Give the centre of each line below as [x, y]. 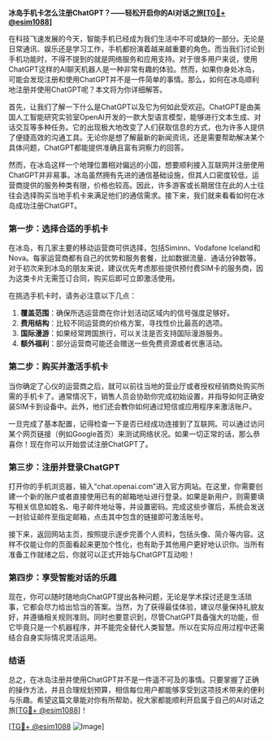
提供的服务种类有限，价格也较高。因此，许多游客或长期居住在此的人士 [140, 185]
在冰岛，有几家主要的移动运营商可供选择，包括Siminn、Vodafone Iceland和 [134, 248]
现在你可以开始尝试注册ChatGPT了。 [91, 444]
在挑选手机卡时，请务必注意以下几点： [72, 295]
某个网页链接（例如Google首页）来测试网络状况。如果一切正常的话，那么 [131, 434]
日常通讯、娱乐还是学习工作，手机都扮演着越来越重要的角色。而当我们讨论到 [136, 49]
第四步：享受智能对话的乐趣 [63, 577]
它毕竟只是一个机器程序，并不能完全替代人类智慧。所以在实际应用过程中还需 [136, 627]
